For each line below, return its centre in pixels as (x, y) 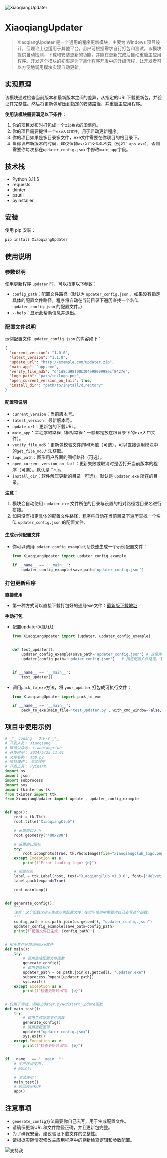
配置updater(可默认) (33, 627)
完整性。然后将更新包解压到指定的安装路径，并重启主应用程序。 (79, 103)
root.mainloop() (31, 890)
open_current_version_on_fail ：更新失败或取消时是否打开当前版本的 (83, 464)
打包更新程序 (21, 583)
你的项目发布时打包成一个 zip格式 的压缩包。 (56, 125)
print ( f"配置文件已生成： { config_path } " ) (55, 931)
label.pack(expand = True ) (40, 881)
